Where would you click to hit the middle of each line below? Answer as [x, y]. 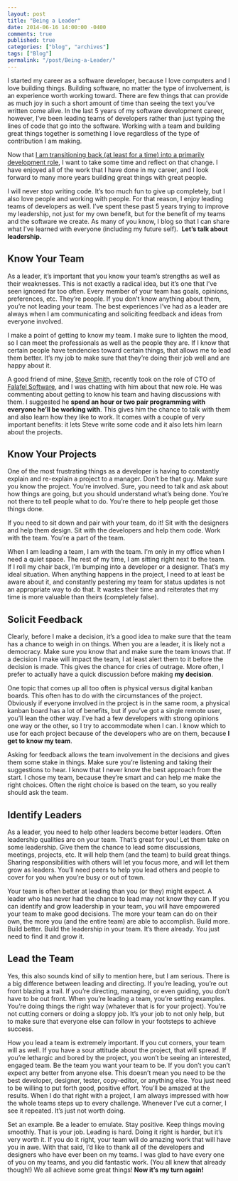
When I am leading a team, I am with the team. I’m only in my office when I [116, 552]
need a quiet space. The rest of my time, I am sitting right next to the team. [117, 560]
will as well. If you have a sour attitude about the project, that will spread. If [117, 1050]
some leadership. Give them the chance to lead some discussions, [104, 847]
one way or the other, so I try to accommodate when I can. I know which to [117, 726]
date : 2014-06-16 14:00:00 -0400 [57, 27]
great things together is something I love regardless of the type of [104, 133]
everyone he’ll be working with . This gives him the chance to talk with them [119, 409]
